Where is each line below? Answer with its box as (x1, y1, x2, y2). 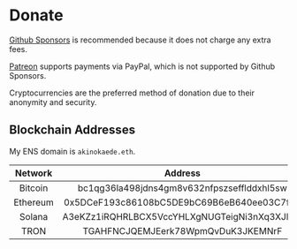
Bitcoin (19, 182, 49, 194)
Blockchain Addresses (9, 123, 135, 138)
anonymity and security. (9, 96, 97, 107)
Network (14, 167, 53, 179)
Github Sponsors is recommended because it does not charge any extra (9, 34, 271, 45)
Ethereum (13, 196, 55, 208)
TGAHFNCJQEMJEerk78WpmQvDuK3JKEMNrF (82, 224, 283, 237)
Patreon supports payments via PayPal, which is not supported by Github (9, 61, 276, 72)
